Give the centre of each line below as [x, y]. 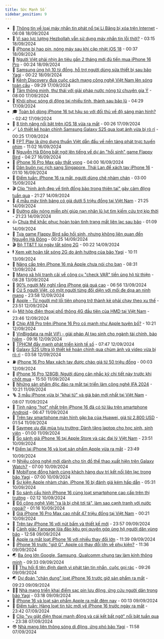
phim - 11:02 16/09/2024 [37, 147]
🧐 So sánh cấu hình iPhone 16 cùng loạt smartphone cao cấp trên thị [81, 492]
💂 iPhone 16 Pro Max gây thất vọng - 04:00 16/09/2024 [68, 162]
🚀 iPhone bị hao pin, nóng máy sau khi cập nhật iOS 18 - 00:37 [75, 49]
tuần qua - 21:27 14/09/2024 [41, 195]
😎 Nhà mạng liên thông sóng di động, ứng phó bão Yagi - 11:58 [76, 626]
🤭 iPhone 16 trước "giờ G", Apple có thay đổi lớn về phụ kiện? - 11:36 [81, 544]
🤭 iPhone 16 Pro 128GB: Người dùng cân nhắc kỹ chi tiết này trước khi [82, 374]
